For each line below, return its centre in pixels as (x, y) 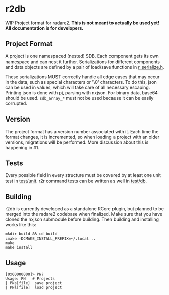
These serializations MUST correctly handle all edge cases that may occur (82, 77)
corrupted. (16, 103)
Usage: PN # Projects (30, 279)
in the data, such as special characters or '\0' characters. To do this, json (81, 82)
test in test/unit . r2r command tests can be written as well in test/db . (76, 181)
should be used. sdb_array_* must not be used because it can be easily (79, 98)
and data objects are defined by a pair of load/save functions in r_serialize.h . (85, 67)
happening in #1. (22, 147)
